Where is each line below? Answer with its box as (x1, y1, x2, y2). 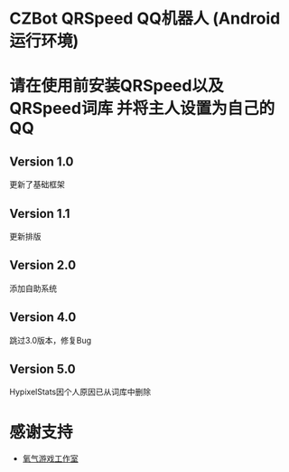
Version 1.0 (9, 154, 74, 169)
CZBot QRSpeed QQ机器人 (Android (9, 8, 281, 29)
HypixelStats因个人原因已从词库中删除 (9, 386, 152, 398)
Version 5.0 (9, 362, 76, 377)
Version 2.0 (9, 258, 77, 273)
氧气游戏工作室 (22, 453, 79, 464)
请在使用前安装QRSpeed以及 (9, 76, 224, 96)
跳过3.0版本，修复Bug (9, 335, 92, 345)
